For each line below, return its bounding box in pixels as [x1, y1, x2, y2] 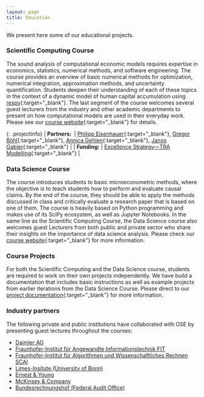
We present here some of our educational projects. [6, 31, 134, 38]
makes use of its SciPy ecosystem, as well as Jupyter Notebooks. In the [6, 211, 187, 218]
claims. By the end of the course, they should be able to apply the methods [6, 192, 195, 199]
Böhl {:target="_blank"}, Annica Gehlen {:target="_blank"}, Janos [6, 136, 167, 143]
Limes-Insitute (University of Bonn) [15, 364, 104, 371]
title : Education [6, 15, 51, 21]
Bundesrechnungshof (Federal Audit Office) [15, 384, 125, 391]
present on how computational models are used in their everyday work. [6, 112, 185, 119]
